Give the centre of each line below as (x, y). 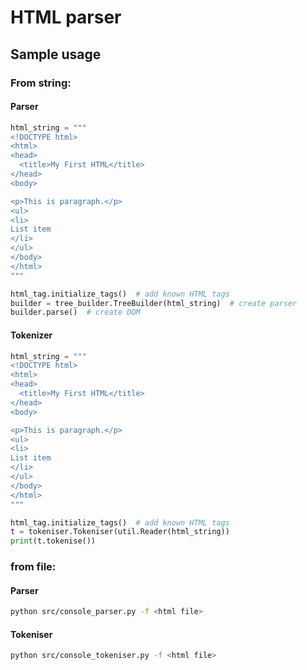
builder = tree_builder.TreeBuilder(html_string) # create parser (154, 303)
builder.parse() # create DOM (75, 312)
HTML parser (66, 17)
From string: (41, 83)
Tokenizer (31, 335)
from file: (33, 567)
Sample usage (56, 54)
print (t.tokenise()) (53, 541)
